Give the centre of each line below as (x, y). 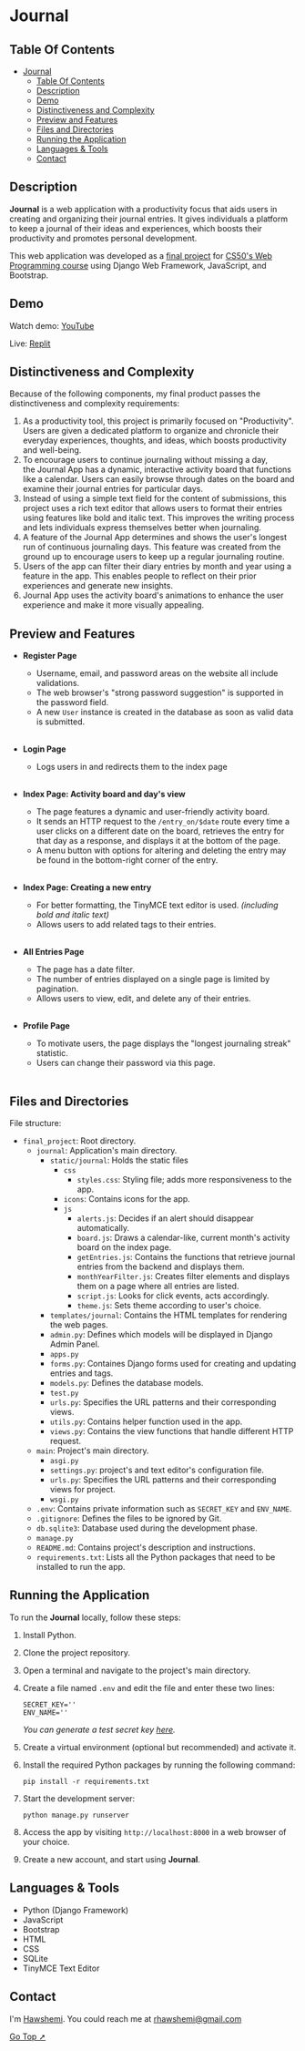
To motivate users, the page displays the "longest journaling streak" (163, 1043)
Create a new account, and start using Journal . (111, 1859)
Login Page (44, 749)
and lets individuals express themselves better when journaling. (142, 528)
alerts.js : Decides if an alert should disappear (166, 1218)
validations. (58, 683)
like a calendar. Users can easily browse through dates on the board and (158, 479)
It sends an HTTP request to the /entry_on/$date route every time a (163, 822)
